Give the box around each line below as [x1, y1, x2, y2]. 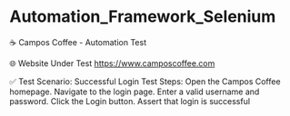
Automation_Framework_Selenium [9, 6, 276, 27]
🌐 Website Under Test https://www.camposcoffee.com [9, 57, 215, 69]
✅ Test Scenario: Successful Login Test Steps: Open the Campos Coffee [9, 75, 281, 87]
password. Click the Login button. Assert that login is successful [9, 95, 251, 106]
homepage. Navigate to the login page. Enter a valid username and [9, 86, 260, 97]
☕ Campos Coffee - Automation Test [9, 36, 147, 47]
